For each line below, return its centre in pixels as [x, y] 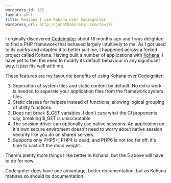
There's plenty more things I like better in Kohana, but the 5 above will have [84, 155]
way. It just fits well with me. [35, 66]
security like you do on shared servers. [54, 135]
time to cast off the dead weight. [47, 146]
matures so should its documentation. [45, 176]
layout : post [19, 15]
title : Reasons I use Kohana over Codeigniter [56, 19]
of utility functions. [32, 107]
